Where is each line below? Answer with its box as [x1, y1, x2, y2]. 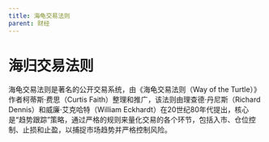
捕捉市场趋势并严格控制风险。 [71, 125, 172, 135]
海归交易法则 [8, 56, 95, 75]
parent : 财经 [8, 19, 50, 27]
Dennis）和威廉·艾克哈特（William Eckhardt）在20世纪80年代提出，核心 [8, 105, 250, 115]
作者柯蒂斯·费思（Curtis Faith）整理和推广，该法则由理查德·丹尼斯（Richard [8, 94, 261, 105]
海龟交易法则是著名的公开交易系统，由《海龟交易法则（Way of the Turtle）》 [8, 85, 261, 94]
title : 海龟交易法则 [8, 11, 70, 20]
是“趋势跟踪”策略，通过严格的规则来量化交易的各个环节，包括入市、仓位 [8, 115, 250, 125]
